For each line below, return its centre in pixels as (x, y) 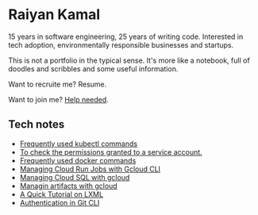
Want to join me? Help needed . (58, 99)
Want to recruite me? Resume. (58, 84)
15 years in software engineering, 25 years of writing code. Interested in (126, 36)
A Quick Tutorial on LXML (62, 194)
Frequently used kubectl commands (78, 144)
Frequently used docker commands (78, 160)
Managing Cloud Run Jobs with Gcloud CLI (90, 169)
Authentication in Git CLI (60, 202)
